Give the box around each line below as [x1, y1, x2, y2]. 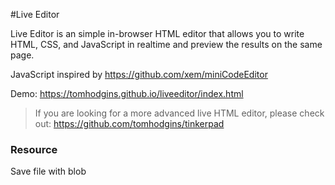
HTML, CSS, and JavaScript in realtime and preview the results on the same [10, 39, 323, 50]
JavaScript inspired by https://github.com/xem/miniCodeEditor [10, 69, 268, 80]
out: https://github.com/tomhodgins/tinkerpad [34, 118, 225, 129]
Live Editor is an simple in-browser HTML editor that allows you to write [10, 28, 305, 39]
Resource [10, 142, 58, 156]
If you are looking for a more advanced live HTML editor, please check [34, 107, 325, 119]
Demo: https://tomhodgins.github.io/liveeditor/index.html [10, 88, 244, 99]
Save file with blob [10, 165, 87, 178]
